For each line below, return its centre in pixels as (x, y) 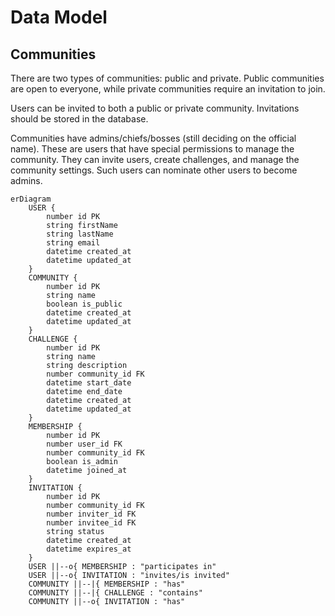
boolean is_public (84, 304)
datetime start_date (89, 383)
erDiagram (31, 199)
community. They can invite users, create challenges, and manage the (155, 159)
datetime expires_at (89, 549)
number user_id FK (84, 444)
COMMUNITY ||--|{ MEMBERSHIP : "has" (107, 584)
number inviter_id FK (91, 514)
